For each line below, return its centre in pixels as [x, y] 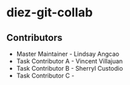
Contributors [35, 38]
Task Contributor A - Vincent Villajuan [69, 61]
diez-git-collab [50, 13]
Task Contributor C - [45, 75]
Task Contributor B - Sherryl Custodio [70, 68]
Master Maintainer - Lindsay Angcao [68, 54]
